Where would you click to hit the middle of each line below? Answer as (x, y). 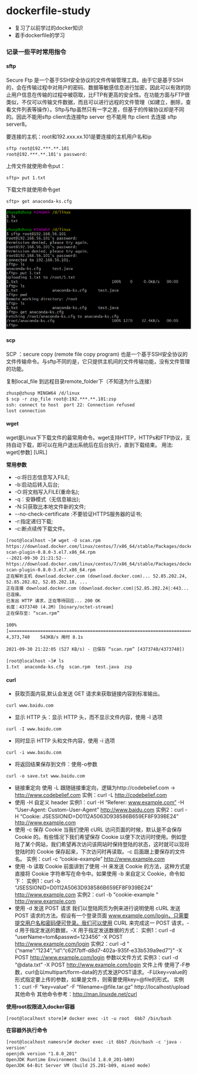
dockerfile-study (48, 11)
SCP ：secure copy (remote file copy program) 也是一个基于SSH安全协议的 (97, 354)
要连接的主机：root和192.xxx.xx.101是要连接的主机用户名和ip (79, 137)
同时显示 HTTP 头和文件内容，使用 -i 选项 (65, 741)
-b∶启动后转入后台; (37, 485)
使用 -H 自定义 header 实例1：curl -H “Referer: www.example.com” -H (99, 802)
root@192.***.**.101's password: (47, 155)
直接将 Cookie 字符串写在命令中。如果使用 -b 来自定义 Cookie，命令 (97, 874)
